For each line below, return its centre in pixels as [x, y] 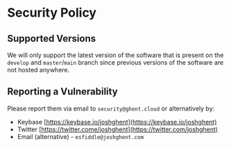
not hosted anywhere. [38, 70]
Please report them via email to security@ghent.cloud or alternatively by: [111, 108]
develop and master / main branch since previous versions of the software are [115, 63]
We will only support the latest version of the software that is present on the [115, 55]
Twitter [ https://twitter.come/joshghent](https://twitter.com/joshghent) [118, 129]
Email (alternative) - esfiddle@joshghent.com [80, 136]
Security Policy [52, 13]
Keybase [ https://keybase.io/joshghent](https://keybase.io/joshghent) [117, 122]
